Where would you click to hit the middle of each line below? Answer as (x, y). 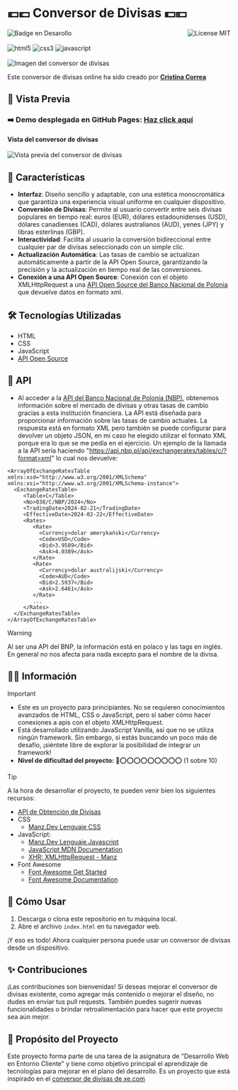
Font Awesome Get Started (67, 872)
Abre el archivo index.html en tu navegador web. (89, 926)
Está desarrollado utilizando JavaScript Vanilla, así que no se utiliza (115, 729)
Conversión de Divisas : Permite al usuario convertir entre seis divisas (120, 210)
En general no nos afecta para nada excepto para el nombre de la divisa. (113, 654)
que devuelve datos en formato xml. (70, 293)
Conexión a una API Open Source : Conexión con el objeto (103, 277)
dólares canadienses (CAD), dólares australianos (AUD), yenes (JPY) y (121, 225)
